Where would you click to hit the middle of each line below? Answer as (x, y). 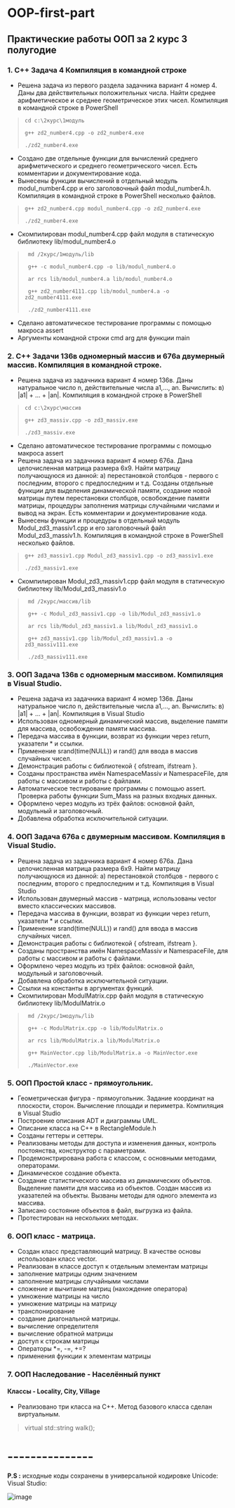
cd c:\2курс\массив (53, 408)
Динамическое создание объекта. (69, 1173)
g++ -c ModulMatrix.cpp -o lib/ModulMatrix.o (95, 1028)
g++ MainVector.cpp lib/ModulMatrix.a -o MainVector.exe (113, 1053)
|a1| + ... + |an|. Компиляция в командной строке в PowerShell (109, 395)
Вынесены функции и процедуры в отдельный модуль (99, 521)
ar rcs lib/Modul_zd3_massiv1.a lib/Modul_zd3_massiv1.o (113, 627)
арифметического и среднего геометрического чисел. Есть (107, 165)
